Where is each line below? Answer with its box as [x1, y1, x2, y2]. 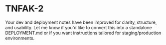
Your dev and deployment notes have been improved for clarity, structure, [5, 19, 157, 25]
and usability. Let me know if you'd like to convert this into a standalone [5, 24, 152, 30]
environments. [5, 35, 35, 41]
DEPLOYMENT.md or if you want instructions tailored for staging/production [5, 30, 162, 36]
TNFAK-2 [5, 3, 44, 14]
